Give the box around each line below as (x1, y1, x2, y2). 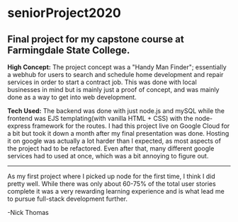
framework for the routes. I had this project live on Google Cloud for (31, 122, 230, 130)
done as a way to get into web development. (7, 93, 137, 101)
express (7, 122, 31, 130)
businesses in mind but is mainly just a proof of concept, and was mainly (7, 86, 220, 93)
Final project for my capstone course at (7, 33, 184, 45)
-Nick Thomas (7, 209, 50, 216)
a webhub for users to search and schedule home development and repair (7, 71, 224, 78)
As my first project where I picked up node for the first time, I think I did (7, 172, 216, 180)
